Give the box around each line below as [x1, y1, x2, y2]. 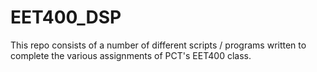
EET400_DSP [10, 6, 122, 29]
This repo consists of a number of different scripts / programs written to [10, 39, 307, 51]
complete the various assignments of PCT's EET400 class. [10, 49, 252, 61]
